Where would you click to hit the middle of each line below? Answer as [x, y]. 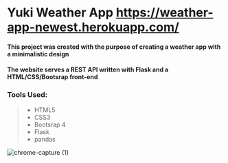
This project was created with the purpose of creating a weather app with [114, 47]
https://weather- [165, 13]
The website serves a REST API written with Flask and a [88, 69]
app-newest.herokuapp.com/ [93, 27]
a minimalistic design [38, 54]
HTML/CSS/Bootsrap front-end [53, 77]
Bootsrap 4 [50, 124]
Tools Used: [27, 95]
